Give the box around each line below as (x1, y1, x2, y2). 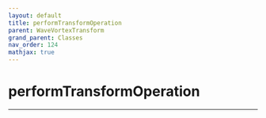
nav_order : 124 (8, 41, 59, 49)
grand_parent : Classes (8, 33, 83, 42)
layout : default (8, 11, 62, 20)
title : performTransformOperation (8, 19, 123, 27)
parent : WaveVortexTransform (8, 26, 104, 34)
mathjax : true (8, 48, 55, 56)
